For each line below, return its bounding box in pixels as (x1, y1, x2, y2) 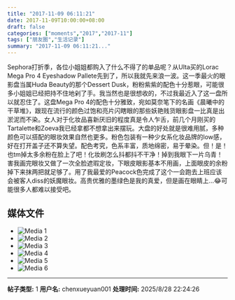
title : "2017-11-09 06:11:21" (7, 10, 96, 17)
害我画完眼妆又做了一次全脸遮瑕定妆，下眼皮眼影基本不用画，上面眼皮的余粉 (7, 159, 228, 167)
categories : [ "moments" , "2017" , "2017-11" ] (7, 29, 133, 37)
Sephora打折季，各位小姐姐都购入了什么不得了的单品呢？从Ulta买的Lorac (7, 63, 219, 71)
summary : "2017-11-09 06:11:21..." (7, 43, 111, 50)
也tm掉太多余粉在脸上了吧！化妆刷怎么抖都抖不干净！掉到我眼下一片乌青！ (7, 150, 223, 158)
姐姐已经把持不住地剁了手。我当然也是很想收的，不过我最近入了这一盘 (19, 89, 222, 97)
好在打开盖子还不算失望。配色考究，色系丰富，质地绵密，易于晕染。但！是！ (7, 141, 228, 150)
